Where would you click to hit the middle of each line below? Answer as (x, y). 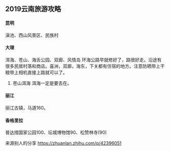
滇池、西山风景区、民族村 (32, 35)
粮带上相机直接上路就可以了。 (36, 72)
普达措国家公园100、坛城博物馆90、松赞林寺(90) (56, 132)
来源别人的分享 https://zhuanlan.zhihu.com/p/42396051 (63, 143)
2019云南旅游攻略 (33, 9)
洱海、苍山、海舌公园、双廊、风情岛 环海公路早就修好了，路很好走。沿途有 (83, 60)
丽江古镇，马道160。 (27, 108)
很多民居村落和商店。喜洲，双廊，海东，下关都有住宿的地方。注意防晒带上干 (85, 66)
